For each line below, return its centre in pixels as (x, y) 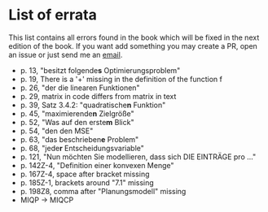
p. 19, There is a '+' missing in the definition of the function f (121, 79)
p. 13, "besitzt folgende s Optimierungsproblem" (100, 70)
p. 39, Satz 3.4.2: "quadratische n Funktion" (93, 105)
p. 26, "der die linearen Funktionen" (80, 88)
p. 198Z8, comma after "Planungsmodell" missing (103, 191)
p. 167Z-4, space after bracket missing (85, 174)
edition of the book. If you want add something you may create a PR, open (133, 45)
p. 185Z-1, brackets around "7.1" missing (87, 182)
